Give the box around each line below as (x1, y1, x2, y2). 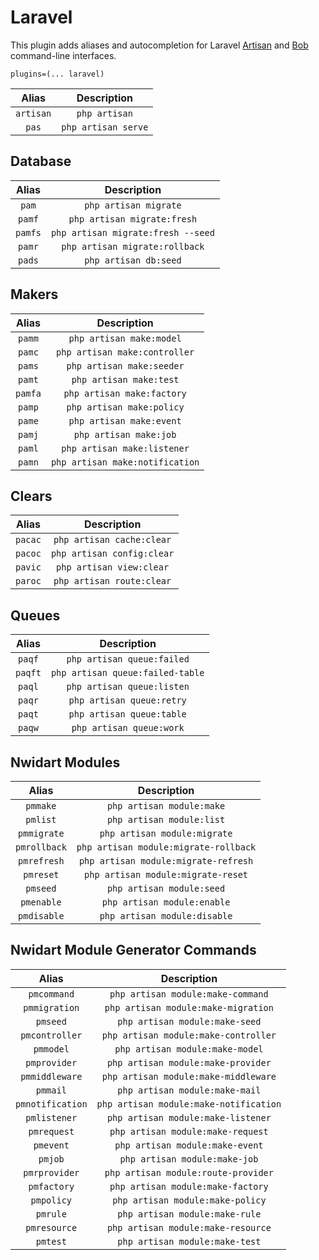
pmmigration (23, 1002, 80, 1013)
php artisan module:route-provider (104, 1167, 274, 1178)
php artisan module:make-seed (117, 1016, 262, 1027)
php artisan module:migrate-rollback (76, 842, 257, 853)
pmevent (33, 1139, 70, 1151)
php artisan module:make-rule (117, 1208, 262, 1220)
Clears (10, 487, 53, 505)
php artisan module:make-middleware (101, 1071, 277, 1082)
